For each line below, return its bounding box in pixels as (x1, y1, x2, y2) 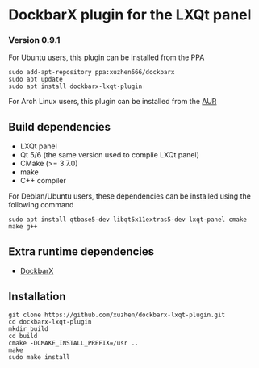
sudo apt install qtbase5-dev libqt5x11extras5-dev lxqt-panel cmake (8, 215, 248, 224)
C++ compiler (19, 176, 66, 186)
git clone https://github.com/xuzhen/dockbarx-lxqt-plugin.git (8, 311, 226, 319)
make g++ (8, 223, 38, 231)
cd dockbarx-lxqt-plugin (8, 317, 92, 326)
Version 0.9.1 (8, 35, 61, 46)
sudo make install (8, 353, 70, 361)
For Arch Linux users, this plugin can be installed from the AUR (8, 97, 217, 107)
